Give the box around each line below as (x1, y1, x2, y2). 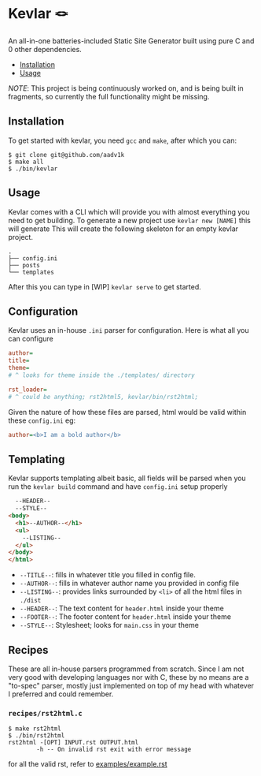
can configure (8, 334, 53, 344)
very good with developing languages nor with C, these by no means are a (8, 673, 249, 681)
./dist (19, 597, 42, 605)
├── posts (8, 261, 41, 269)
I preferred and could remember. (8, 689, 114, 699)
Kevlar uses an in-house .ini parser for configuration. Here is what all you (8, 326, 249, 335)
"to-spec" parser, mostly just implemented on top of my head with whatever (8, 681, 254, 690)
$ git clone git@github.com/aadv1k (8, 151, 125, 159)
